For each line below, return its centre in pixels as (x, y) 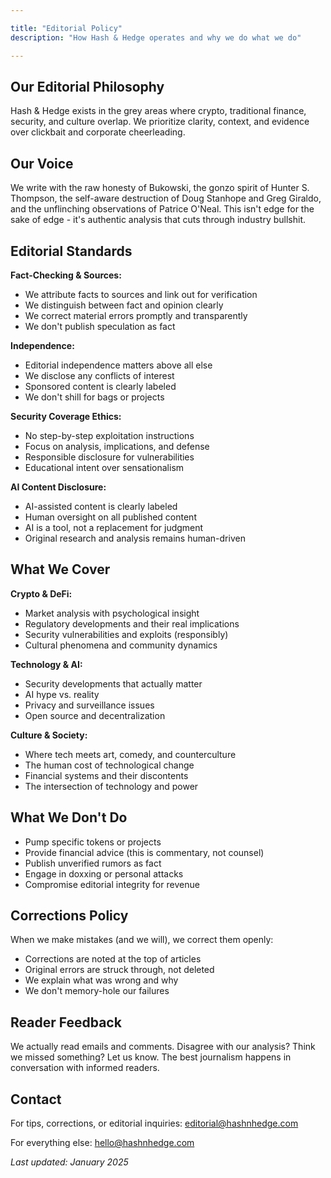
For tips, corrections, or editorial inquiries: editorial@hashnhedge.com (154, 1123)
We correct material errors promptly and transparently (136, 315)
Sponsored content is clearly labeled (100, 386)
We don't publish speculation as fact (100, 326)
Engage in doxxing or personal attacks (104, 873)
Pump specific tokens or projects (93, 842)
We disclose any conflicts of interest (99, 375)
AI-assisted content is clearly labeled (101, 506)
